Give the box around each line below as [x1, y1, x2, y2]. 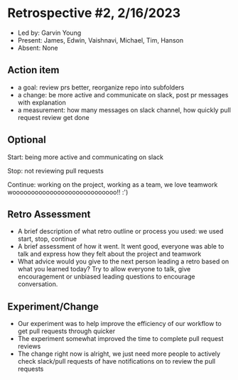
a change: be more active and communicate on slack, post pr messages [17, 90, 229, 99]
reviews [17, 342, 41, 351]
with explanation [17, 98, 66, 107]
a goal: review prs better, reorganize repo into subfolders [17, 83, 185, 92]
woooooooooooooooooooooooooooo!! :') [7, 188, 129, 196]
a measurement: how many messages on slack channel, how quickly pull [17, 105, 231, 114]
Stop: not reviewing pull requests [7, 166, 104, 175]
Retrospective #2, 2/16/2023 [7, 5, 181, 21]
